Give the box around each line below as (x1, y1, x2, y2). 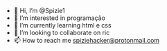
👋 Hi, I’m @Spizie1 (13, 7, 65, 14)
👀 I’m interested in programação (13, 14, 106, 22)
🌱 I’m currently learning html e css (13, 21, 112, 29)
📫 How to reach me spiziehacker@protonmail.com (13, 37, 160, 44)
